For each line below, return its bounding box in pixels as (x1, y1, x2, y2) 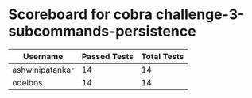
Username (22, 51, 64, 62)
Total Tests (141, 51, 184, 62)
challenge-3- (155, 6, 245, 24)
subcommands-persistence (8, 22, 196, 40)
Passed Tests (81, 51, 134, 62)
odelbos (12, 77, 43, 88)
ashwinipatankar (12, 64, 74, 75)
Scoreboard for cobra (8, 6, 153, 24)
